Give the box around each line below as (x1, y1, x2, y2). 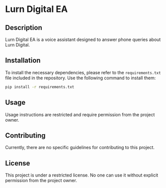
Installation (5, 56, 41, 65)
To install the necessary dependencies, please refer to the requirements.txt (5, 69, 161, 75)
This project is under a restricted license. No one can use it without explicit (5, 172, 159, 178)
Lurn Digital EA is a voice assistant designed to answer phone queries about (5, 36, 161, 42)
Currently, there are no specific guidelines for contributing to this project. (5, 145, 155, 151)
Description (5, 23, 42, 32)
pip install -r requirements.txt (5, 84, 75, 89)
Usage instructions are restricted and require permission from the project (5, 111, 155, 118)
